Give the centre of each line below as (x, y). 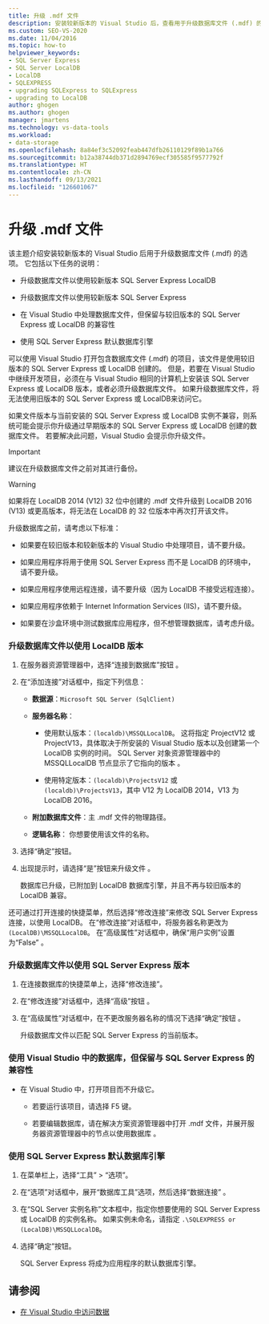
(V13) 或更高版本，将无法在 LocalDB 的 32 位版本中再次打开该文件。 (121, 511)
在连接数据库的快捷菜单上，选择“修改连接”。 (93, 984)
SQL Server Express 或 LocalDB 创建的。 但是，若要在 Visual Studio (143, 368)
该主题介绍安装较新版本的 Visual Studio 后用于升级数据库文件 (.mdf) (120, 253)
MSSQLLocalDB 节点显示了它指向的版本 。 (114, 763)
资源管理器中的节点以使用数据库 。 (103, 1133)
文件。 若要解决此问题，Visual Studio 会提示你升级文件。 (116, 435)
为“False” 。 (28, 942)
